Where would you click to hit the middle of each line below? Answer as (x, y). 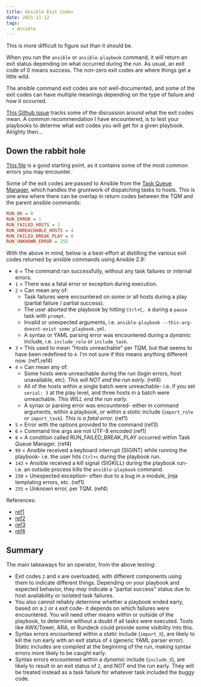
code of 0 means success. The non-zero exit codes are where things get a (98, 70)
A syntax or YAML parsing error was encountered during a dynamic (107, 335)
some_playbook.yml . (83, 329)
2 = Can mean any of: (41, 290)
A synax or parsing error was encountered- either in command (101, 406)
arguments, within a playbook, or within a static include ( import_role (109, 412)
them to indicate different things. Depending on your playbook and (97, 583)
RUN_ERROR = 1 (24, 219)
